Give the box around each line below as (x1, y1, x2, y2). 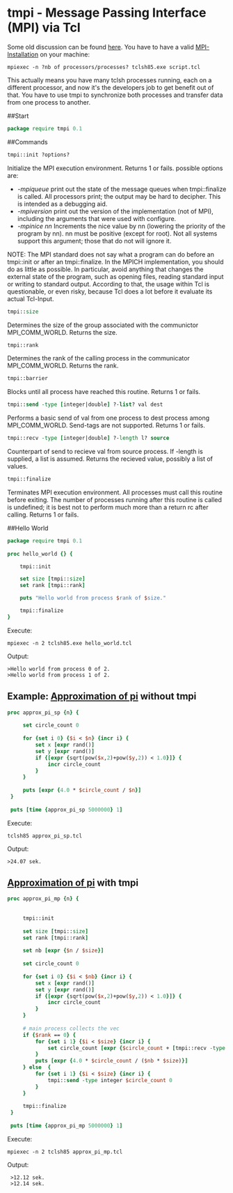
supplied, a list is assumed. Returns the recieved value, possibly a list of (7, 455, 214, 463)
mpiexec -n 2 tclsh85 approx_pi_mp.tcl (7, 1148, 123, 1155)
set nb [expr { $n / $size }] (22, 947, 104, 955)
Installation (7, 50, 39, 59)
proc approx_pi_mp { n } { (7, 895, 79, 902)
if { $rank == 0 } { (22, 1031, 77, 1038)
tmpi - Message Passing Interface (7, 5, 207, 21)
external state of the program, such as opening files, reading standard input (7, 272, 224, 280)
